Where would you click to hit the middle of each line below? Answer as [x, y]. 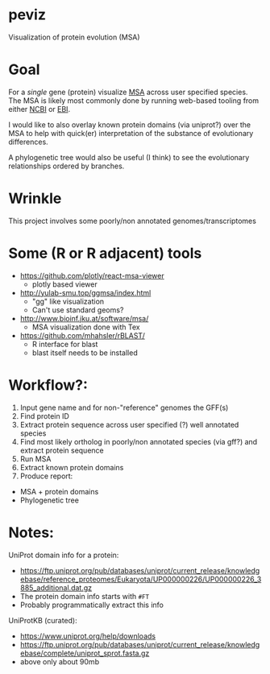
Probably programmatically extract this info [91, 605]
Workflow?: [48, 385]
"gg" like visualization [68, 301]
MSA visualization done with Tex [86, 327]
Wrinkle [35, 198]
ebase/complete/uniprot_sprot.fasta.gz [85, 653]
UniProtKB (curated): [43, 620]
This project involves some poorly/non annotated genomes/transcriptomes [132, 221]
